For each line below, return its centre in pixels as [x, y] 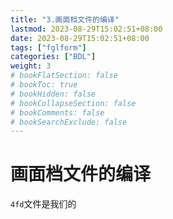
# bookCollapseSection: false [73, 103]
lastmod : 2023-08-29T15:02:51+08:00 [86, 29]
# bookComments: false [57, 112]
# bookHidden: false [53, 94]
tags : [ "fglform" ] [48, 47]
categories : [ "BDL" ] [53, 57]
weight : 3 [31, 66]
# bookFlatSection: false [64, 76]
